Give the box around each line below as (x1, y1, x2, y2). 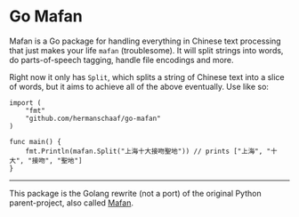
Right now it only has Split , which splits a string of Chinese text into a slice (9, 71, 285, 82)
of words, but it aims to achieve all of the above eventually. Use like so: (9, 81, 270, 92)
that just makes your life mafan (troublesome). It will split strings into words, (9, 44, 284, 55)
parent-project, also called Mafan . (9, 197, 133, 208)
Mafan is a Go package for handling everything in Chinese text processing (9, 36, 282, 46)
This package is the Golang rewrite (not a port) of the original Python (9, 188, 262, 198)
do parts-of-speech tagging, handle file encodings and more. (9, 54, 234, 65)
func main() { (9, 137, 62, 146)
